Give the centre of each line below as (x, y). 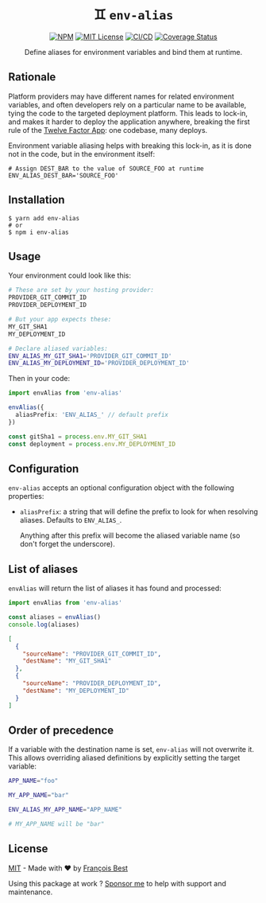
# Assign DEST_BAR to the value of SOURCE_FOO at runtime (106, 169)
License (28, 849)
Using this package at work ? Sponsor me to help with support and (117, 883)
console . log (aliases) (44, 625)
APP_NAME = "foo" (33, 781)
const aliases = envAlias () (55, 617)
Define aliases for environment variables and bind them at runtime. (133, 52)
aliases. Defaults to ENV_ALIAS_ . (71, 520)
